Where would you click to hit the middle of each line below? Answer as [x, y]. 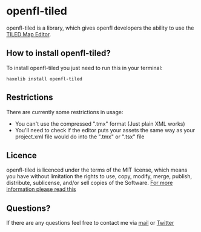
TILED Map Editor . [29, 34]
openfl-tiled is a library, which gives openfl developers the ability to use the [100, 28]
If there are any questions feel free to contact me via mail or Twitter [90, 223]
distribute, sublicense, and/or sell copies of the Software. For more [90, 183]
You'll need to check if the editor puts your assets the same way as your [105, 130]
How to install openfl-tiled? [58, 53]
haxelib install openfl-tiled [44, 79]
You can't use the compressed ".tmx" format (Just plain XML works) [100, 124]
